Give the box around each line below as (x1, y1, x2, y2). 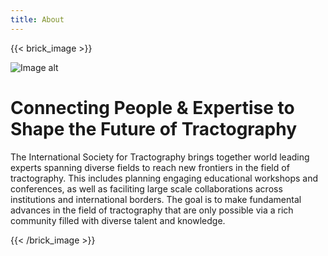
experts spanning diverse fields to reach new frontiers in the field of (10, 161, 290, 173)
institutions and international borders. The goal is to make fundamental (10, 193, 302, 205)
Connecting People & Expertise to (10, 96, 295, 119)
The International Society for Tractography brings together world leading (10, 151, 310, 163)
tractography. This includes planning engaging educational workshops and (10, 172, 319, 184)
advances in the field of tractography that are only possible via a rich (10, 204, 294, 216)
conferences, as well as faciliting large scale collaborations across (10, 182, 283, 195)
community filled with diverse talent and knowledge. (10, 214, 226, 226)
